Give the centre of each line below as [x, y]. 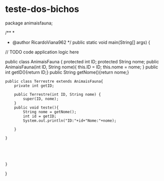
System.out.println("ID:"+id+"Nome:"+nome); [70, 121]
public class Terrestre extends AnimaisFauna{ [54, 81]
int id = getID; [40, 116]
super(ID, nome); [41, 99]
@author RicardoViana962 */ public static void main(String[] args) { [81, 42]
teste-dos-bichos [42, 9]
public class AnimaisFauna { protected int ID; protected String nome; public [82, 61]
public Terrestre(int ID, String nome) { [57, 94]
